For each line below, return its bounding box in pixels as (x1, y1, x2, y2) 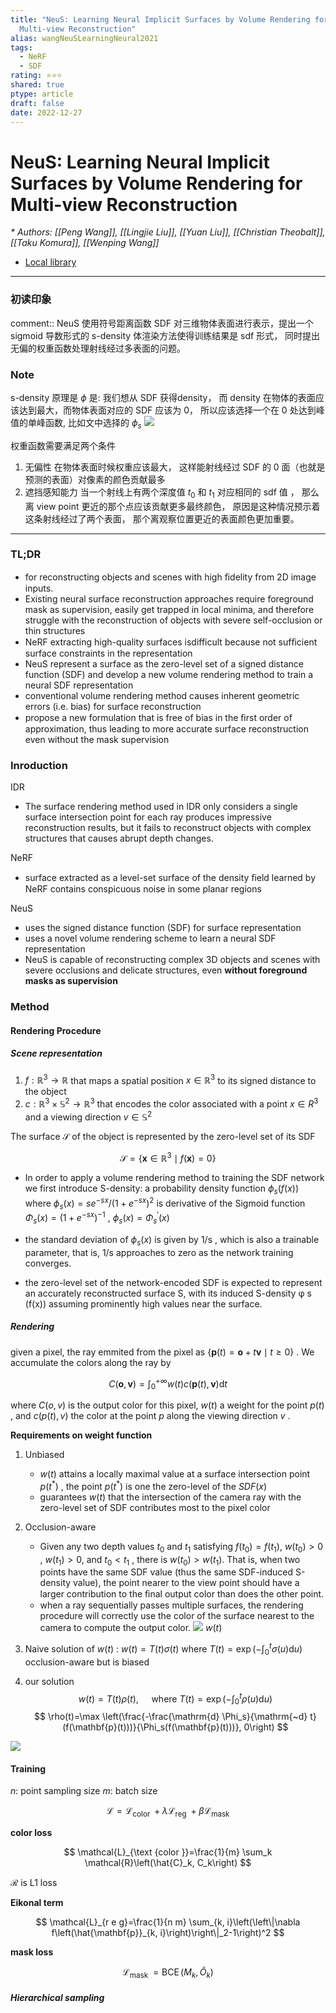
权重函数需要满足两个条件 (10, 439, 116, 451)
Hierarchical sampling (10, 1991, 105, 2003)
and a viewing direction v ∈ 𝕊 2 (24, 1109, 153, 1123)
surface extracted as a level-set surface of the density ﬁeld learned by (24, 872, 317, 884)
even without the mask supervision (24, 733, 170, 745)
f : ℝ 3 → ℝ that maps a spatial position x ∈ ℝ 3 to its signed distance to (24, 1072, 317, 1086)
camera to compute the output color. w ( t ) (39, 1622, 223, 1634)
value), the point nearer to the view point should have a (73, 1577, 300, 1589)
